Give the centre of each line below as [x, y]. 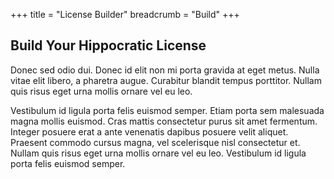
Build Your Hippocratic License [108, 45]
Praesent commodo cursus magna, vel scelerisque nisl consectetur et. [155, 142]
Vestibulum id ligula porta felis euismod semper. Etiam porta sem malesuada [167, 110]
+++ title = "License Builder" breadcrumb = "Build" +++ [125, 14]
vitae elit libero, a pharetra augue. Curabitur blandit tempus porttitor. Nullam [166, 80]
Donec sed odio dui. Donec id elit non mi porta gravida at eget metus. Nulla [165, 70]
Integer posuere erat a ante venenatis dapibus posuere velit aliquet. [149, 131]
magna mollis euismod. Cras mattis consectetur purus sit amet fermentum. [164, 121]
